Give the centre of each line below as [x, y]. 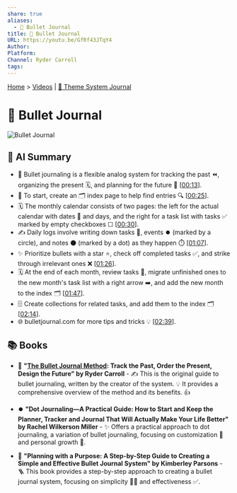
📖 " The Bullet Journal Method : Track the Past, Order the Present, [115, 366]
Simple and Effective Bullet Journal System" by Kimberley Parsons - [120, 463]
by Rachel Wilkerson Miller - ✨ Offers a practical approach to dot [114, 427]
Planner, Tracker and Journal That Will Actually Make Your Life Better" [123, 419]
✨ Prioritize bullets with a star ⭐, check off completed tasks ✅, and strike [124, 254]
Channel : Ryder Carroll [42, 60]
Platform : [22, 54]
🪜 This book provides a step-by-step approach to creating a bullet [115, 472]
